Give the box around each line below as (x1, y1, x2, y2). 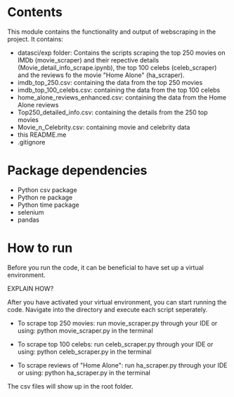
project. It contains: (7, 34, 63, 43)
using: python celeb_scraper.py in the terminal (17, 347, 152, 356)
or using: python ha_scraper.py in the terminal (17, 368, 151, 377)
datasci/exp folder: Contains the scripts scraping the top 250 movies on (17, 48, 226, 57)
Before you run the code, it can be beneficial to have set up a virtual (7, 263, 204, 271)
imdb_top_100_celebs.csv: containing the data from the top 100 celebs (17, 86, 221, 94)
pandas (17, 215, 40, 224)
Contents (7, 4, 63, 20)
